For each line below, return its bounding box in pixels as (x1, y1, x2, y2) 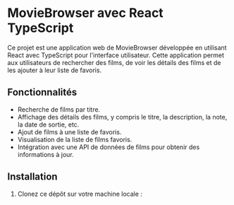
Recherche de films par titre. (17, 105, 101, 114)
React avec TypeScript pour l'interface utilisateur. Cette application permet (7, 51, 224, 59)
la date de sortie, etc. (17, 120, 80, 129)
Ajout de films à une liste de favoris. (17, 127, 122, 136)
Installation (7, 171, 58, 183)
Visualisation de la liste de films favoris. (17, 135, 133, 143)
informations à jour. (17, 150, 74, 158)
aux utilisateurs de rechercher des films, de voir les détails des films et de (7, 58, 221, 66)
